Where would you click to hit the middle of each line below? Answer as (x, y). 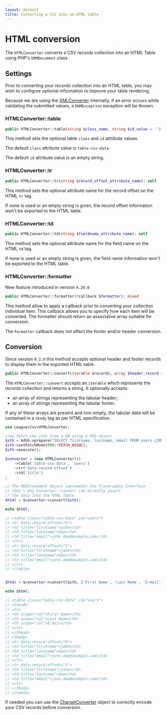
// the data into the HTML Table (40, 496)
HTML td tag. (19, 249)
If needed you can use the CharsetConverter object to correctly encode (79, 702)
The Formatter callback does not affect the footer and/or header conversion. (83, 331)
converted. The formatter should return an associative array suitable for (79, 316)
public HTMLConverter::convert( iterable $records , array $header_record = (84, 373)
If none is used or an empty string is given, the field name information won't (83, 258)
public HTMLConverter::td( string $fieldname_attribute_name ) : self (77, 234)
